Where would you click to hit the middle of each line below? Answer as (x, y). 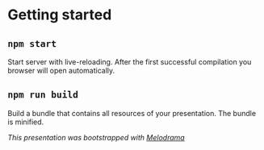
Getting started (60, 15)
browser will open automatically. (61, 71)
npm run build (43, 95)
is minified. (26, 122)
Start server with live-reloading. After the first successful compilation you (130, 62)
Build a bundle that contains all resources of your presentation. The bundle (132, 113)
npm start (32, 44)
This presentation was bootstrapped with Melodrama (96, 137)
